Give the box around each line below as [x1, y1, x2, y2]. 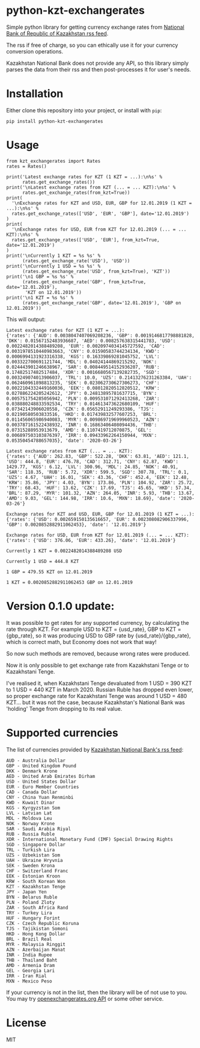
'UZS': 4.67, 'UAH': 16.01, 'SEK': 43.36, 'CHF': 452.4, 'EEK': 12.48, [6, 474, 189, 480]
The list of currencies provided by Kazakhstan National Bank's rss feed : [6, 745, 184, 753]
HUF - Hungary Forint [6, 915, 61, 921]
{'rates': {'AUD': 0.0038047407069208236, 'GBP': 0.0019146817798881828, [6, 333, 195, 339]
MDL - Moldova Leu [6, 815, 52, 821]
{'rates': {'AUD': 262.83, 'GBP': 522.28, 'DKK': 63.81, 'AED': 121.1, [6, 453, 189, 459]
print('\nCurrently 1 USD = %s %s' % [6, 263, 101, 269]
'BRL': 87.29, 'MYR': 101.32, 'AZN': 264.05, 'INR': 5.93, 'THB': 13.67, [6, 490, 195, 496]
